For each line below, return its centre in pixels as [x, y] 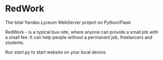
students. [15, 42]
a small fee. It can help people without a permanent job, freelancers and [79, 37]
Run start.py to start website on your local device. [56, 52]
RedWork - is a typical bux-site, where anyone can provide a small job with [82, 32]
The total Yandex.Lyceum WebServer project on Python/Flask [68, 22]
